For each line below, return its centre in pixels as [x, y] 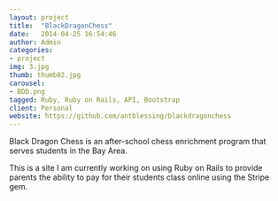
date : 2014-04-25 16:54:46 [63, 34]
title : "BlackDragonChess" [61, 26]
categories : [31, 50]
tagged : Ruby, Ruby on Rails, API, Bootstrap [94, 100]
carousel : [27, 83]
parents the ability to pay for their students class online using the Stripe [139, 177]
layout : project [39, 17]
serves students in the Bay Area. [69, 151]
